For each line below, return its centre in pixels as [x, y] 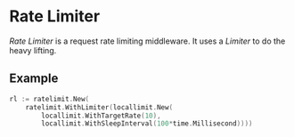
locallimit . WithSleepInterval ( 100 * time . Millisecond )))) [147, 124]
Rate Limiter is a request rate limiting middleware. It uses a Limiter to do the [147, 41]
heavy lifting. [33, 50]
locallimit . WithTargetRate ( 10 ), [102, 116]
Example [34, 79]
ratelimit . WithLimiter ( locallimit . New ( [99, 107]
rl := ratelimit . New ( [49, 99]
